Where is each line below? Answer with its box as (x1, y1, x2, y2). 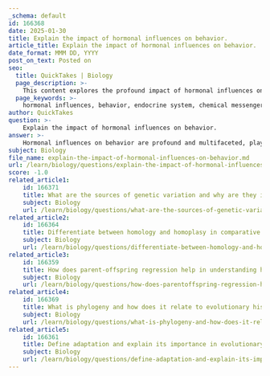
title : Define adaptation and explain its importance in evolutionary (22, 341, 264, 349)
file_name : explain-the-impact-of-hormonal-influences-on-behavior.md (8, 153, 250, 161)
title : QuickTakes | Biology (15, 72, 113, 80)
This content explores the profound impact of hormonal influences (22, 86, 253, 95)
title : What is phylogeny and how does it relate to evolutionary (22, 303, 250, 311)
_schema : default (8, 11, 67, 20)
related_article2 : (8, 214, 70, 222)
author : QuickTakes (8, 109, 74, 117)
